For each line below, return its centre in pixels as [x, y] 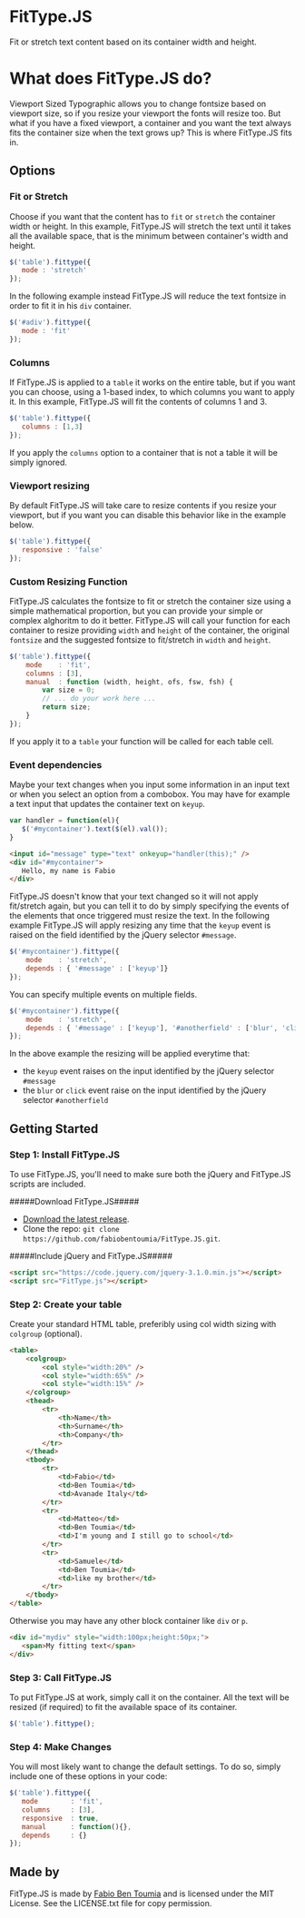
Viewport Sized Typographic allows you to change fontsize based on [138, 103]
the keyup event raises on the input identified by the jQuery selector [148, 1071]
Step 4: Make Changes [60, 1746]
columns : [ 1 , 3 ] [52, 427]
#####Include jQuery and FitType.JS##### [91, 1255]
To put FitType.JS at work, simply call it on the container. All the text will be [150, 1697]
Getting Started [54, 1129]
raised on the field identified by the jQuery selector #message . [123, 935]
